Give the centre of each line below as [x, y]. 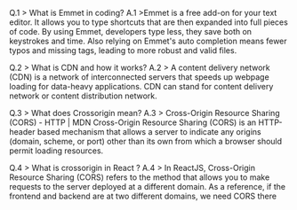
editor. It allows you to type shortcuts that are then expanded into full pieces [149, 22]
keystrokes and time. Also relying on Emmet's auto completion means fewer [148, 41]
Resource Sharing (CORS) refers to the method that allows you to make [140, 177]
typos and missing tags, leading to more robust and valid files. [123, 51]
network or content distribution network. [83, 96]
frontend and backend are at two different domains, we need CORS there [143, 196]
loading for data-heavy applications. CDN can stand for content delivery [141, 86]
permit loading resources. [56, 151]
